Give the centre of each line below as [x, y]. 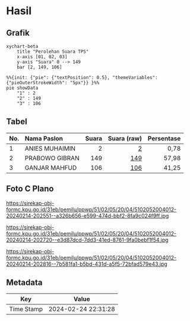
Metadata [24, 283]
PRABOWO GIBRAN [52, 158]
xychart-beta [22, 46]
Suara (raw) [125, 138]
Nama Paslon [44, 138]
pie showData [22, 88]
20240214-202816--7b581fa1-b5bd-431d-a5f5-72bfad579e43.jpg [87, 264]
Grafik [18, 33]
